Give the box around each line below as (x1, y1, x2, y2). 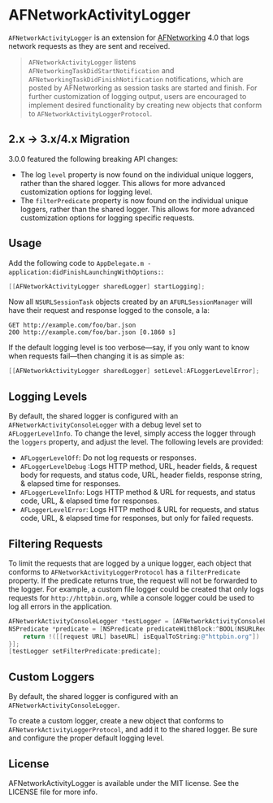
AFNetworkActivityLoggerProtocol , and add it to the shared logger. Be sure (8, 725, 258, 735)
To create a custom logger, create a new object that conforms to (8, 716, 224, 726)
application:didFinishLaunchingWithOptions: (8, 268, 162, 276)
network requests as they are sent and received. (8, 41, 171, 50)
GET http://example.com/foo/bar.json (8, 321, 136, 330)
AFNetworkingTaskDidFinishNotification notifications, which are (28, 74, 244, 84)
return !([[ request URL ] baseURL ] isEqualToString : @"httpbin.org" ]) (23, 632, 260, 640)
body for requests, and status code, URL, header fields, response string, (19, 470, 262, 480)
